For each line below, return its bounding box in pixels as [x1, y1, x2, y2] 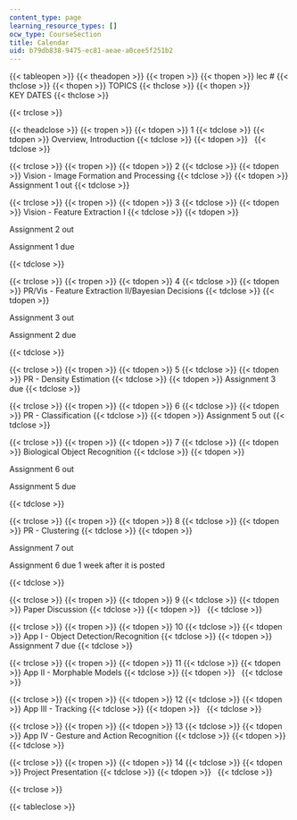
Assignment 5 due [9, 481, 77, 492]
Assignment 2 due [9, 330, 77, 341]
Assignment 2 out [9, 224, 74, 235]
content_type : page [9, 13, 82, 22]
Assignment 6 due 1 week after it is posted [9, 560, 165, 571]
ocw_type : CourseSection [9, 30, 102, 38]
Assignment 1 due [9, 241, 75, 252]
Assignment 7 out [9, 543, 74, 554]
